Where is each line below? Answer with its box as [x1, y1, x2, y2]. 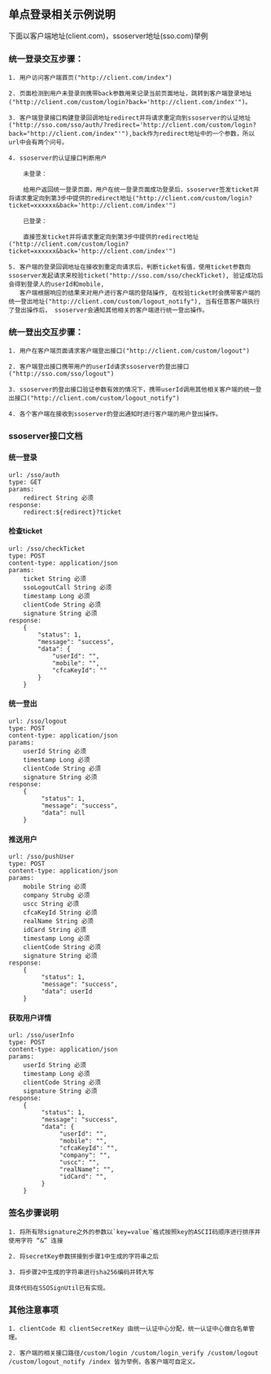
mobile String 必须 [23, 882, 87, 891]
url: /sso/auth [8, 470, 60, 479]
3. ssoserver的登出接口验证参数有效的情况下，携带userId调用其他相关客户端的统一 [8, 386, 256, 394]
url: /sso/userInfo [8, 1031, 75, 1039]
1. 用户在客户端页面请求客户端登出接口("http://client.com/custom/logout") [8, 347, 251, 356]
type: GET [8, 478, 42, 486]
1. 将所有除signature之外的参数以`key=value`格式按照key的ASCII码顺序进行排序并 [8, 1227, 261, 1236]
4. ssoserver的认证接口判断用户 [8, 154, 107, 163]
